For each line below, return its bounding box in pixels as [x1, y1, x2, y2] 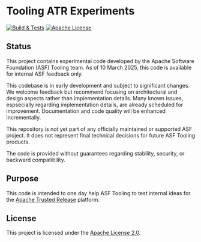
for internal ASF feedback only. [6, 70, 83, 77]
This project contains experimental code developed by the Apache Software [6, 57, 195, 64]
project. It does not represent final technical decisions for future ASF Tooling [6, 132, 196, 139]
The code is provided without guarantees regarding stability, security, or [6, 150, 185, 157]
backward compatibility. [6, 156, 66, 163]
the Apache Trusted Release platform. [6, 196, 100, 203]
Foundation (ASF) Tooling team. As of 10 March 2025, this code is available [6, 64, 192, 71]
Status [6, 41, 32, 52]
